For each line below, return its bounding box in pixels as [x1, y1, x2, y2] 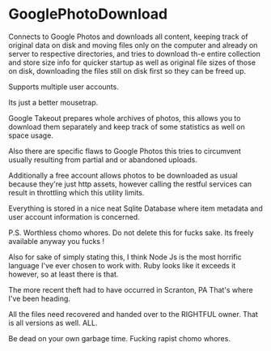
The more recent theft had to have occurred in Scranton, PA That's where [8, 285, 253, 294]
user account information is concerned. [8, 212, 140, 221]
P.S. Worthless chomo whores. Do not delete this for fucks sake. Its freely [8, 228, 254, 238]
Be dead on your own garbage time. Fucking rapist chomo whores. [8, 333, 231, 343]
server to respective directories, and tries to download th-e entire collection [8, 49, 261, 58]
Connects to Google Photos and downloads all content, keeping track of [8, 32, 248, 41]
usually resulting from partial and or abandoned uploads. [8, 155, 198, 165]
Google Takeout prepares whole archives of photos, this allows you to [8, 113, 241, 122]
